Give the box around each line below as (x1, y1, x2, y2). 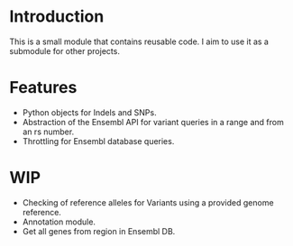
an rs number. (22, 126, 75, 137)
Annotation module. (22, 216, 96, 227)
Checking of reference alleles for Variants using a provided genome (22, 196, 274, 208)
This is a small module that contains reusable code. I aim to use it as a (9, 36, 269, 47)
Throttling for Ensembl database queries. (22, 135, 175, 146)
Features (9, 77, 78, 98)
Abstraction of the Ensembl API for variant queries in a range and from (22, 116, 284, 127)
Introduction (9, 6, 105, 27)
